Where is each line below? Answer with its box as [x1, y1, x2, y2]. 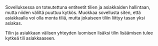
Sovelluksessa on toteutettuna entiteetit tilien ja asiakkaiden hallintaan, [5, 4, 150, 10]
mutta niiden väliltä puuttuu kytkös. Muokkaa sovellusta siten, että [5, 9, 141, 15]
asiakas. [5, 20, 22, 26]
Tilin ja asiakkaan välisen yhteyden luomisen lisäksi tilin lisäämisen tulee [5, 30, 153, 35]
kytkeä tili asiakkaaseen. [5, 35, 56, 41]
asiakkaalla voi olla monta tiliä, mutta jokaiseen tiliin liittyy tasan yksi [5, 15, 145, 20]
